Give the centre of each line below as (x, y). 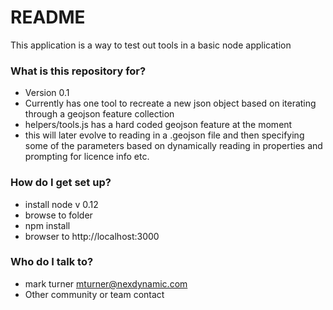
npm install (47, 225)
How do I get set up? (61, 183)
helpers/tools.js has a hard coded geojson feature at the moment (158, 125)
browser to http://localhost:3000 (92, 236)
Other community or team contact (94, 294)
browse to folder (58, 215)
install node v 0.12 (61, 204)
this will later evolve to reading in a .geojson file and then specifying (164, 135)
